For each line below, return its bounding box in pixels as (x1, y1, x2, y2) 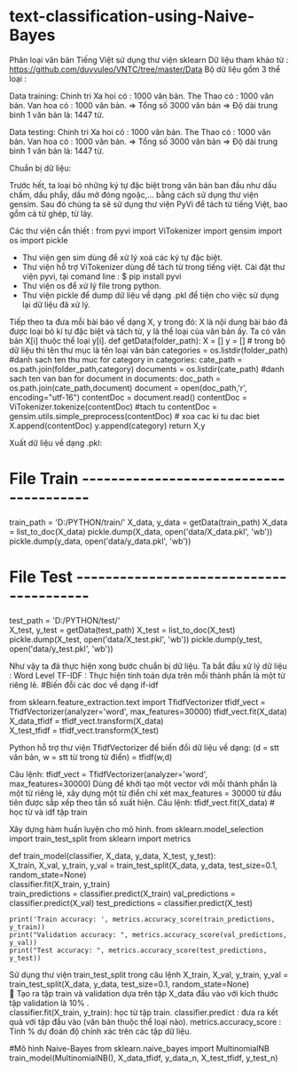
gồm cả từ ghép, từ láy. (9, 208, 94, 218)
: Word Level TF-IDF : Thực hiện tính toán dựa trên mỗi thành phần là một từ (9, 670, 285, 680)
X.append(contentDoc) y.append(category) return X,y (9, 420, 206, 431)
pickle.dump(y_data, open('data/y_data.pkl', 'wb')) (9, 536, 191, 546)
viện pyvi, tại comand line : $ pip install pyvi (21, 271, 182, 282)
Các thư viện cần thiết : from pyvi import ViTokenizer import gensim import (9, 225, 282, 236)
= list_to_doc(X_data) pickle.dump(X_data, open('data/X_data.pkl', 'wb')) (9, 526, 273, 536)
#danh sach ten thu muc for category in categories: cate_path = (9, 353, 243, 365)
